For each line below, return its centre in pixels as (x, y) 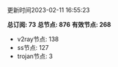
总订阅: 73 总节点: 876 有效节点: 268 (59, 25)
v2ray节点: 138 (38, 39)
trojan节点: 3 (35, 56)
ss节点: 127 (33, 48)
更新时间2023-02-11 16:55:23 (49, 10)
